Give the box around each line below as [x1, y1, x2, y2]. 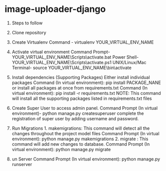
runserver [11, 161, 32, 167]
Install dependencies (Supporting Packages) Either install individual [11, 74, 150, 80]
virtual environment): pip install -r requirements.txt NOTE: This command [11, 90, 161, 96]
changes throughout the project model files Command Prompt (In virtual [11, 130, 160, 136]
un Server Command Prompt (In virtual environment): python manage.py [11, 156, 160, 162]
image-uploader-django [4, 3, 106, 15]
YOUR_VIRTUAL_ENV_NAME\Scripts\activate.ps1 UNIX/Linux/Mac [11, 59, 147, 65]
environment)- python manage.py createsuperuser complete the [11, 110, 144, 116]
